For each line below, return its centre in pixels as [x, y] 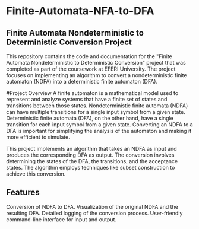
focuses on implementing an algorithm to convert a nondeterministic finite [97, 75]
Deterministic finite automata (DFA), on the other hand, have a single [90, 118]
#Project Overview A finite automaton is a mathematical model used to [92, 93]
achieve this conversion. [36, 174]
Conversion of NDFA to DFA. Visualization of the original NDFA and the [92, 206]
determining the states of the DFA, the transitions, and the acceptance [92, 161]
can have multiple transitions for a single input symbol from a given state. [96, 112]
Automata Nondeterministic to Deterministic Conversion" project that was [96, 63]
